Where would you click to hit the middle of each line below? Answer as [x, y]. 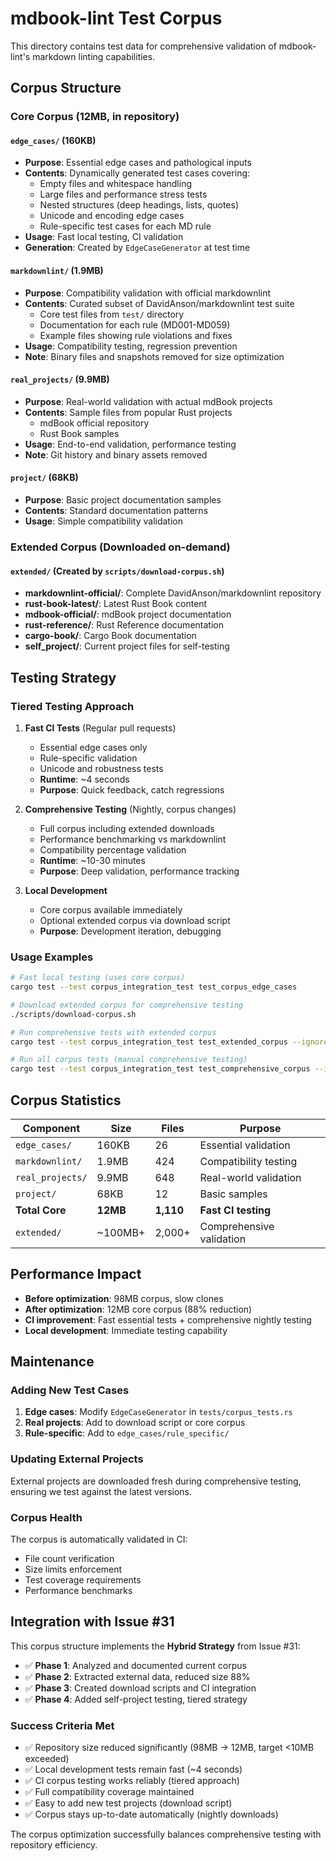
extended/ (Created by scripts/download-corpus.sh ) [117, 571]
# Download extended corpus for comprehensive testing [127, 1005]
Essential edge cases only [93, 747]
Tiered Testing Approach [72, 706]
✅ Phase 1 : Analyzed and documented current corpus [135, 1665]
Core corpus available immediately [111, 909]
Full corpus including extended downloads [127, 828]
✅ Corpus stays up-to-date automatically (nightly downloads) [151, 1814]
